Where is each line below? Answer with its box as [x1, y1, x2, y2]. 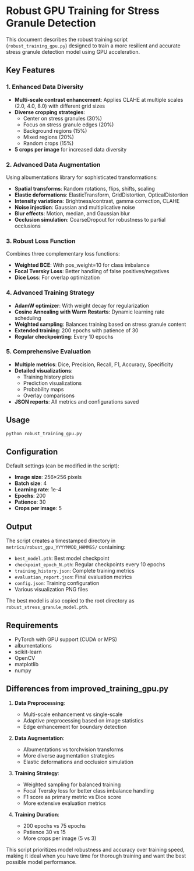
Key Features [6, 66, 55, 75]
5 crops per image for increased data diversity [14, 146, 127, 153]
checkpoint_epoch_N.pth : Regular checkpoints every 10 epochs [14, 561, 165, 568]
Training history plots [23, 373, 75, 380]
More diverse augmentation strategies [23, 752, 115, 759]
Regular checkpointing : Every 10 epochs [14, 333, 114, 340]
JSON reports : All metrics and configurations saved [14, 398, 139, 405]
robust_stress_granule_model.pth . [6, 604, 89, 611]
